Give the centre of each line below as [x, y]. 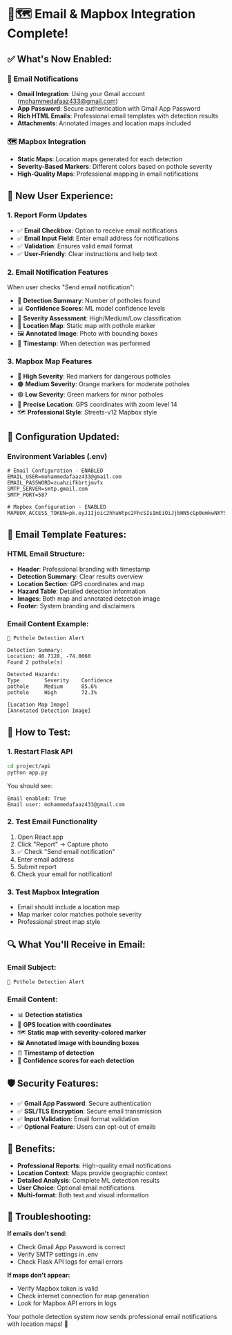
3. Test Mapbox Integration [54, 892]
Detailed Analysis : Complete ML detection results [88, 1180]
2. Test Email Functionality [52, 821]
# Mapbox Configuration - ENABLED [57, 507]
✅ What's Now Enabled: [60, 59]
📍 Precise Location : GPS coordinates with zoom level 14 [97, 405]
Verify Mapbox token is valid [58, 1288]
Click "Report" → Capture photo [62, 844]
